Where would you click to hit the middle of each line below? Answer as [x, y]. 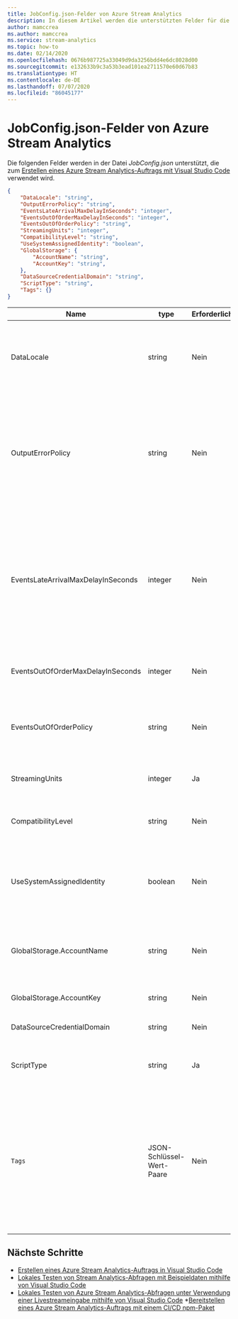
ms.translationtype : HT [42, 73]
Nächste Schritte [45, 1253]
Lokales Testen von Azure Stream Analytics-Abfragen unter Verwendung [124, 1292]
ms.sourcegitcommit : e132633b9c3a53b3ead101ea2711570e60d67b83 [103, 67]
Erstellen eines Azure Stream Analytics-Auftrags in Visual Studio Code [120, 1270]
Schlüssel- [166, 1156]
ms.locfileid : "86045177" [45, 93]
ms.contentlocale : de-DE [44, 80]
